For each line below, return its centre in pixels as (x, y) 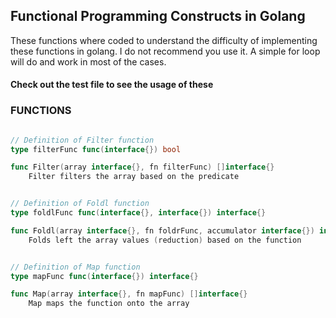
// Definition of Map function (75, 267)
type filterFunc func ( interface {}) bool (96, 149)
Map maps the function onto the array (109, 304)
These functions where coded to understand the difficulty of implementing (164, 40)
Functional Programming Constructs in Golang (158, 16)
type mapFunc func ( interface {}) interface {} (104, 276)
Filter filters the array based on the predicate (134, 177)
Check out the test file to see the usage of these (112, 85)
